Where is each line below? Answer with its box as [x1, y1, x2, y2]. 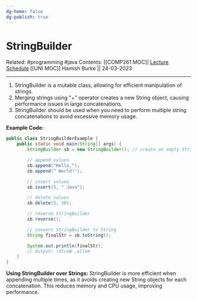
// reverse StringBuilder [27, 211, 91, 217]
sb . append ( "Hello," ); [27, 163, 80, 168]
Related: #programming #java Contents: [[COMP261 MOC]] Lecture [6, 59, 169, 66]
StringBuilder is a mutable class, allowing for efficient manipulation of [14, 82, 182, 89]
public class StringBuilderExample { [6, 136, 98, 141]
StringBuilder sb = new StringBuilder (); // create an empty [27, 147, 180, 153]
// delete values [27, 195, 69, 201]
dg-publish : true [6, 14, 49, 20]
